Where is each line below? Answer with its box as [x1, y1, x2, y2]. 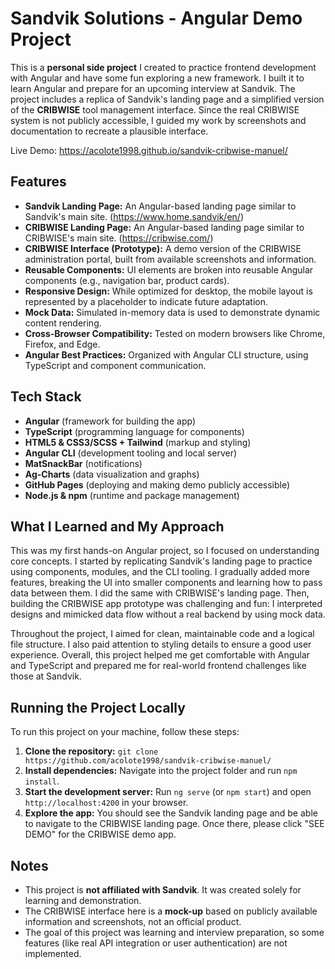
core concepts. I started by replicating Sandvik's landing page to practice [10, 555, 313, 567]
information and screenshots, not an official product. [24, 916, 242, 927]
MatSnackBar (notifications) [24, 457, 143, 469]
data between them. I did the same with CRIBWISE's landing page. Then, [10, 587, 310, 599]
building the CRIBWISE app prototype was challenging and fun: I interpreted [10, 598, 323, 610]
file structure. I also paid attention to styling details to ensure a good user [10, 638, 312, 651]
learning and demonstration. [24, 895, 142, 906]
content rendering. [24, 317, 102, 329]
